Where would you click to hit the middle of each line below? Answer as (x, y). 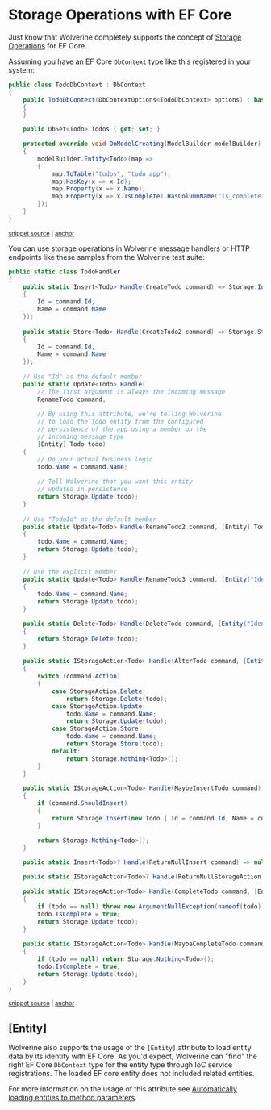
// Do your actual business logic (95, 459)
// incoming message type (81, 437)
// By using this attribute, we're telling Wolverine (129, 414)
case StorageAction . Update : (99, 706)
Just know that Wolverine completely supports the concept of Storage (125, 37)
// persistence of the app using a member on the (122, 429)
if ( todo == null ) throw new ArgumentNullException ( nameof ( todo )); (153, 906)
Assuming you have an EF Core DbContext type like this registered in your (130, 61)
